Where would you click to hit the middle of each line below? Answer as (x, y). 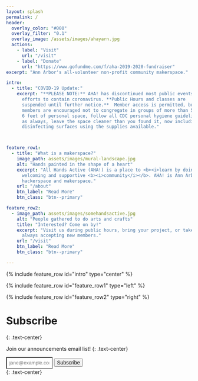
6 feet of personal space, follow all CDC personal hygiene (97, 116)
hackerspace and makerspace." (59, 181)
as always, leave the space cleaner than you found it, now (97, 121)
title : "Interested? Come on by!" (59, 225)
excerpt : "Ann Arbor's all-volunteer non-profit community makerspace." (97, 72)
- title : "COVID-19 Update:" (47, 88)
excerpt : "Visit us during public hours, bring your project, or (99, 230)
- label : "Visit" (38, 50)
